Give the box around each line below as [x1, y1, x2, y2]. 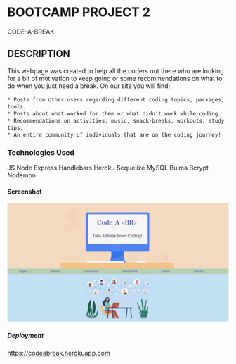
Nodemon [7, 171, 37, 180]
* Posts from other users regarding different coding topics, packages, [7, 96, 225, 103]
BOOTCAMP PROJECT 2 [7, 4, 151, 20]
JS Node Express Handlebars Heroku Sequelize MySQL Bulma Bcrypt [7, 163, 209, 172]
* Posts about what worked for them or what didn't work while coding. [7, 110, 221, 117]
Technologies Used [7, 147, 75, 157]
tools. [7, 103, 27, 110]
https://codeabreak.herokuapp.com [7, 349, 110, 357]
